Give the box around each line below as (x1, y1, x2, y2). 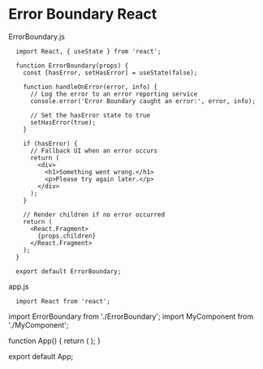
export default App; (8, 351, 74, 361)
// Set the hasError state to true (29, 111, 151, 119)
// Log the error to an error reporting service (29, 90, 198, 98)
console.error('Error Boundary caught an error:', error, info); (29, 97, 256, 105)
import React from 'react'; (15, 297, 111, 305)
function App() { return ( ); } (8, 336, 101, 345)
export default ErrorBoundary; (15, 267, 122, 276)
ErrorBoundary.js (8, 32, 65, 41)
